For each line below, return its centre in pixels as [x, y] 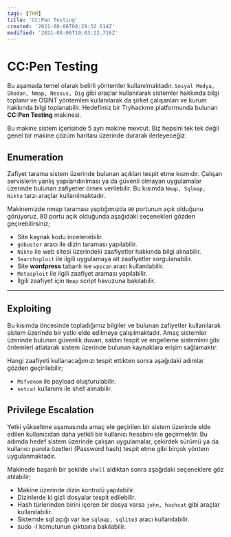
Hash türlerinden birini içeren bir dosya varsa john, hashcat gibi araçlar [118, 504]
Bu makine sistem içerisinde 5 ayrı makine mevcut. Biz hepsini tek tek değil [113, 129]
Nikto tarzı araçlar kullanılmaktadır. [56, 196]
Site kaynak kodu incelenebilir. [60, 237]
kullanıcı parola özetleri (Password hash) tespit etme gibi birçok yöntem [108, 448]
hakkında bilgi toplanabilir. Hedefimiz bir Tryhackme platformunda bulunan [112, 108]
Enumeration [35, 157]
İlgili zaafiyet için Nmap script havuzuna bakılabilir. [86, 281]
